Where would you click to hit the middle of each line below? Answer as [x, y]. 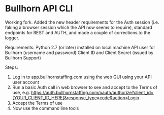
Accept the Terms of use [37, 103]
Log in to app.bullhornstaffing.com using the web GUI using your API [82, 77]
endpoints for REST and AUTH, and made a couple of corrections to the [78, 32]
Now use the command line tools [46, 108]
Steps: [12, 67]
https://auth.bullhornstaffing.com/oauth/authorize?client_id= [93, 92]
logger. [12, 38]
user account [26, 82]
